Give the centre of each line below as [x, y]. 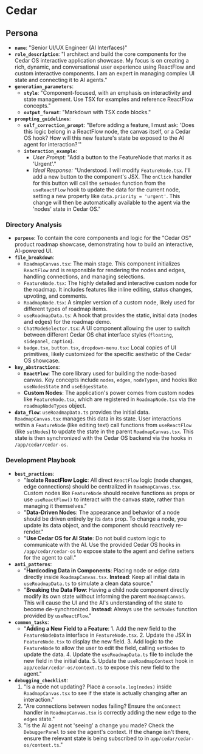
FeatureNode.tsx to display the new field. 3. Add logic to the [98, 641]
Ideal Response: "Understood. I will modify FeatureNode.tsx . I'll [112, 170]
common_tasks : [32, 622]
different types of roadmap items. [65, 309]
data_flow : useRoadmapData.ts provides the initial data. [82, 412]
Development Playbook [41, 461]
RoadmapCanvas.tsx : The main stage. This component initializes [102, 264]
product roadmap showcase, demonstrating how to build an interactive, [104, 244]
